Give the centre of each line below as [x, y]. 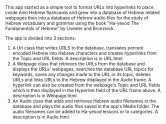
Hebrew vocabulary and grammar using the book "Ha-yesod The [72, 23]
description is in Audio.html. [41, 117]
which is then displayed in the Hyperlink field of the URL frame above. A [86, 90]
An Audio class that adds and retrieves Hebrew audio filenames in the [84, 101]
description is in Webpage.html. [45, 95]
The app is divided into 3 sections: [41, 38]
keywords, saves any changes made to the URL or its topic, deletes [81, 74]
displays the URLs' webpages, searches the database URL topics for [83, 69]
